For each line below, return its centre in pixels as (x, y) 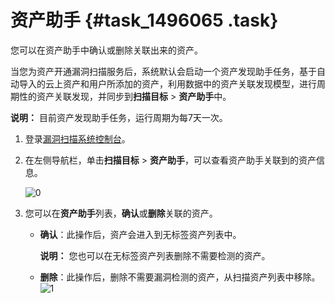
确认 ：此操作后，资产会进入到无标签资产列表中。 (140, 234)
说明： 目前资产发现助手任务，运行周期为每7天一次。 (119, 117)
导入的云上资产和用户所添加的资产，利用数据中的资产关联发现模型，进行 (167, 83)
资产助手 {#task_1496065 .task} (144, 20)
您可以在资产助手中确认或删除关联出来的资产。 (106, 50)
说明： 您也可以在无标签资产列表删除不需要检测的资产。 (155, 255)
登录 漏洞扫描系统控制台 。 (77, 138)
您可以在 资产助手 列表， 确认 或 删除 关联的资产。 (121, 213)
